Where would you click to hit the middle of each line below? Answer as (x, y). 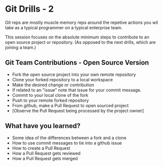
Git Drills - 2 (29, 9)
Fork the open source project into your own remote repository (74, 74)
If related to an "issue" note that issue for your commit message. (77, 90)
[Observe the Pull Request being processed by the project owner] (78, 111)
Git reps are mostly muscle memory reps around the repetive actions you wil (81, 22)
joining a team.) (21, 47)
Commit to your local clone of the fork (50, 95)
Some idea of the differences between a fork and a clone (69, 138)
